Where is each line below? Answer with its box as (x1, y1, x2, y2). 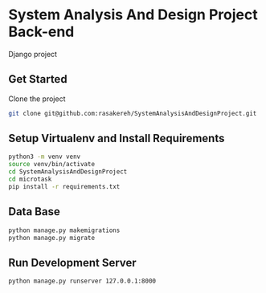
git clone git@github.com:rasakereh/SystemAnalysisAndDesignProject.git (8, 109, 257, 117)
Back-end (8, 22, 75, 41)
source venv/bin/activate (8, 161, 95, 169)
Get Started (8, 72, 68, 86)
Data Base (8, 205, 60, 218)
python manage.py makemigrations (8, 226, 121, 234)
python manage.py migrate (8, 234, 95, 242)
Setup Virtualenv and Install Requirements (8, 132, 225, 145)
